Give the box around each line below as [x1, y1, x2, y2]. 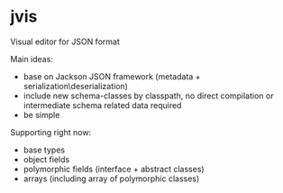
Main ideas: [10, 53, 53, 64]
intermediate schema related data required [23, 99, 182, 110]
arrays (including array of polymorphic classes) [23, 173, 200, 184]
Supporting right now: [10, 126, 92, 137]
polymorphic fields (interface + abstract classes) [23, 163, 205, 174]
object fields [23, 153, 70, 164]
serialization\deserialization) [23, 80, 129, 91]
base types [23, 144, 66, 155]
